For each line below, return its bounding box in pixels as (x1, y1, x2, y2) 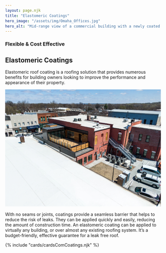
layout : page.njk (5, 8, 41, 13)
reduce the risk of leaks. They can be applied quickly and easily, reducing (5, 216, 156, 222)
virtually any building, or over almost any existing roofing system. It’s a (5, 227, 148, 233)
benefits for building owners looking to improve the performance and (5, 74, 146, 80)
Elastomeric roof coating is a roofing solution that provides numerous (5, 69, 146, 75)
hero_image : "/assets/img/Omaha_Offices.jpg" (5, 18, 100, 23)
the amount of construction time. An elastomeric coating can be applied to (5, 222, 157, 228)
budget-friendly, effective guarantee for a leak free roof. (5, 232, 120, 238)
